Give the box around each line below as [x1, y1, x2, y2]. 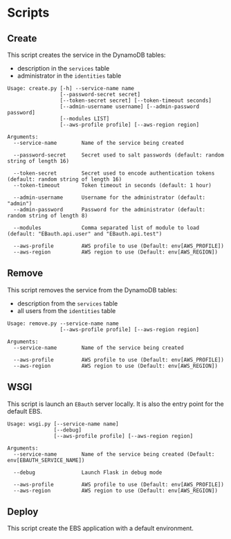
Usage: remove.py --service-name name [7, 320, 119, 327]
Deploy [7, 506, 39, 518]
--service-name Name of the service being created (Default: [13, 450, 215, 458]
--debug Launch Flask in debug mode [13, 469, 163, 476]
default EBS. [7, 407, 43, 415]
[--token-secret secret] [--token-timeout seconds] [59, 97, 212, 104]
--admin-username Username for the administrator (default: [13, 194, 206, 201]
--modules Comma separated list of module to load [13, 224, 199, 231]
